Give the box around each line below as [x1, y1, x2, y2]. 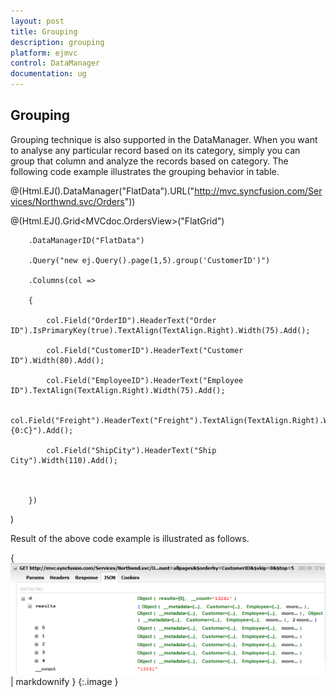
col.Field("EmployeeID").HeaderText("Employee [46, 375, 244, 385]
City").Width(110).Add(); [10, 455, 118, 465]
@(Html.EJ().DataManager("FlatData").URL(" [10, 185, 195, 197]
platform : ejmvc [10, 48, 78, 58]
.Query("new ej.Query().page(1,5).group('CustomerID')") [28, 255, 271, 265]
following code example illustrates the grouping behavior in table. [10, 165, 280, 177]
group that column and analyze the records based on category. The [10, 155, 289, 167]
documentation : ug [10, 69, 87, 79]
